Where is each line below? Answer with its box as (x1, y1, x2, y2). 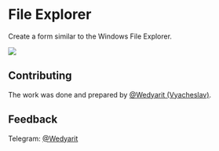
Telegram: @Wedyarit (8, 134, 78, 143)
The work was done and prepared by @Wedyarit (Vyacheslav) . (8, 90, 212, 99)
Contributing (8, 69, 72, 83)
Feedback (8, 112, 58, 127)
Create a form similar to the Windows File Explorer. (8, 31, 173, 41)
